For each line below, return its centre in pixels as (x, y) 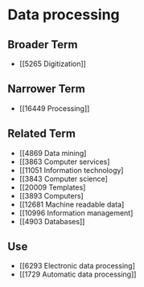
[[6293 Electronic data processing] (77, 266)
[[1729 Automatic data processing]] (78, 274)
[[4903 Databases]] (52, 221)
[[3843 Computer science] (63, 178)
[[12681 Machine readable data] (72, 204)
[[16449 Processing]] (54, 108)
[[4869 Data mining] (53, 153)
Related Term (41, 134)
